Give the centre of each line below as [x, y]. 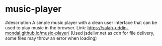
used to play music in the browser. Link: [46, 27]
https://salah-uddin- [108, 27]
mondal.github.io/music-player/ [37, 33]
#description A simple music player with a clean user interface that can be [81, 23]
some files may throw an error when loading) [51, 38]
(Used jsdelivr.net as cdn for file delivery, [112, 33]
